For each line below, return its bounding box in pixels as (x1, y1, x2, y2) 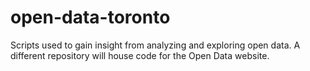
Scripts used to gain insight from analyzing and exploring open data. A (10, 39, 301, 51)
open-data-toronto (10, 6, 171, 29)
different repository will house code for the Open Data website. (10, 49, 270, 61)
